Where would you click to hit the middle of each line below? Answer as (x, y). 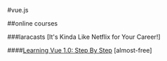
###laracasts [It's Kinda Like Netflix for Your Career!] (84, 37)
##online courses (33, 23)
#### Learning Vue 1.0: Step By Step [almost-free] (80, 50)
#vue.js (18, 10)
